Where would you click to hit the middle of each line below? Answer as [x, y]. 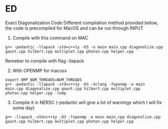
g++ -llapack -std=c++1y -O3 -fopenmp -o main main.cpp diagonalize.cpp [83, 117]
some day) [24, 108]
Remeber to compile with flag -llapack [45, 60]
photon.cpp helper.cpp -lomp [36, 93]
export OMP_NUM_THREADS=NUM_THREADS [44, 80]
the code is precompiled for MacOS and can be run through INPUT [74, 28]
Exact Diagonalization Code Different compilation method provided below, [82, 23]
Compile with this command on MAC [50, 38]
